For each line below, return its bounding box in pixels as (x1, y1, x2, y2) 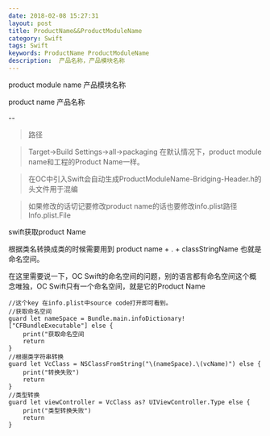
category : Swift (8, 34, 63, 43)
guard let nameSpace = (8, 314, 85, 322)
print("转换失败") (23, 368, 80, 376)
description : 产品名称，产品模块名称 (8, 57, 126, 65)
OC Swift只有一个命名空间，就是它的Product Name (35, 281, 206, 291)
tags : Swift (8, 42, 48, 50)
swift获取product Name (8, 226, 86, 236)
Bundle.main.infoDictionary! (87, 314, 185, 322)
